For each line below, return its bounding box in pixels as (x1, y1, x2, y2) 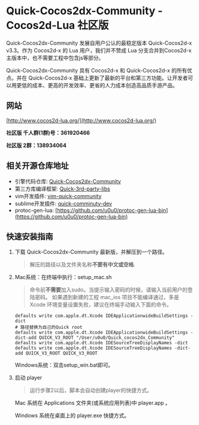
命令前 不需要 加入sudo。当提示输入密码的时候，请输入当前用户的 (29, 286, 188, 293)
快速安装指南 (6, 231, 53, 242)
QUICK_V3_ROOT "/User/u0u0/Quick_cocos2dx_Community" (39, 335, 175, 341)
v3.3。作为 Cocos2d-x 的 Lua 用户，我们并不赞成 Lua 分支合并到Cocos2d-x (6, 46, 192, 54)
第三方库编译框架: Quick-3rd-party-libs (14, 185, 110, 192)
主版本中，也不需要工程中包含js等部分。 (6, 54, 104, 61)
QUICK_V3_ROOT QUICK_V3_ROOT (26, 350, 98, 357)
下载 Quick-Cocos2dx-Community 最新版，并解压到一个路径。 (14, 248, 168, 256)
